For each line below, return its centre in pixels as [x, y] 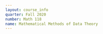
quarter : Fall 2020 [26, 14]
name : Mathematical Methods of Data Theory [52, 24]
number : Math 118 [23, 19]
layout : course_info [27, 10]
